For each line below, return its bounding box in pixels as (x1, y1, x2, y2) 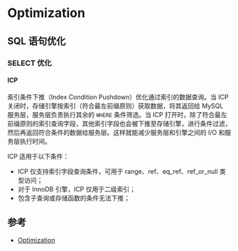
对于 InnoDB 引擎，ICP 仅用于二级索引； (17, 184, 136, 193)
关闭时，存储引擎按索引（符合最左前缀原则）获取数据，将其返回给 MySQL (7, 101, 224, 110)
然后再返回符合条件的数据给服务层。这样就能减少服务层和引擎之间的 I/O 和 (7, 128, 225, 136)
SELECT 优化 (7, 58, 52, 68)
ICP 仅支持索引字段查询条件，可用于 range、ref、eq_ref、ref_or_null (17, 167, 218, 175)
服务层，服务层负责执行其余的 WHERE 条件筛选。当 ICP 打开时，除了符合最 (7, 110, 222, 118)
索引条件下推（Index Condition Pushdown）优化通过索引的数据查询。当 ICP (7, 92, 229, 101)
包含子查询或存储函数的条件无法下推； (17, 194, 130, 202)
